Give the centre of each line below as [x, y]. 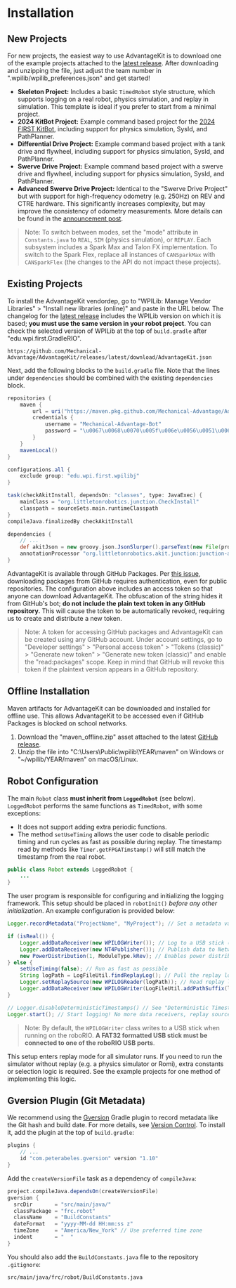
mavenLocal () [39, 450]
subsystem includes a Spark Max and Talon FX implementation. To [121, 247]
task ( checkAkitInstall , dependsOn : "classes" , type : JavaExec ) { [105, 495]
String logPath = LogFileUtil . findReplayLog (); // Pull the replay [120, 975]
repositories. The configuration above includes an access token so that [110, 589]
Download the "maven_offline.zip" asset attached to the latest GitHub [118, 737]
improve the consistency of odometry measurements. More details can [120, 211]
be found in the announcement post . [70, 218]
